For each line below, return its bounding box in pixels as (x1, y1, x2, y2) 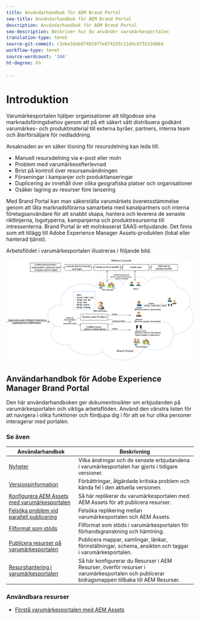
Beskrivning (119, 448, 151, 455)
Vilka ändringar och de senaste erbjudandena (78, 457, 190, 464)
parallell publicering (8, 513, 58, 520)
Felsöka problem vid (8, 507, 58, 514)
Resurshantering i (8, 564, 52, 571)
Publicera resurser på (8, 539, 61, 546)
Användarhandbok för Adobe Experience (6, 373, 162, 384)
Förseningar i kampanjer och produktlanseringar (14, 174, 133, 181)
